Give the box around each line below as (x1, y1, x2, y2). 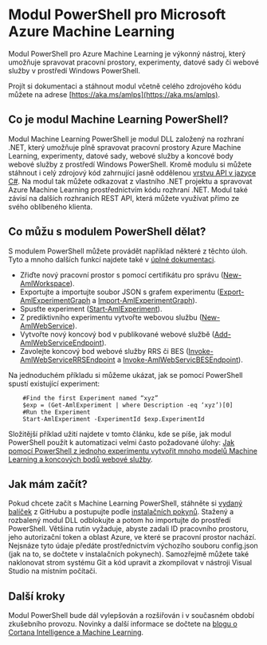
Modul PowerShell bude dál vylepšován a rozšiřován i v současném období (8, 611, 255, 620)
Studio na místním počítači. (8, 566, 97, 576)
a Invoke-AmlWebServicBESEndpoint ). (116, 355, 243, 364)
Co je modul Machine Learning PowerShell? (8, 113, 229, 127)
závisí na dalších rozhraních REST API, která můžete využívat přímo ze (8, 193, 240, 203)
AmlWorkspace (19, 278, 70, 288)
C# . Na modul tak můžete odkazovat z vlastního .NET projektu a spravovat (8, 176, 253, 186)
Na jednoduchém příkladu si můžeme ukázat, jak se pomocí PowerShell (8, 370, 243, 380)
